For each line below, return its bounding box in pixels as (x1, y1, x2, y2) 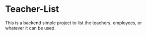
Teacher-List (5, 3, 60, 15)
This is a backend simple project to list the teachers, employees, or (5, 20, 143, 26)
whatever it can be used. (5, 25, 56, 31)
